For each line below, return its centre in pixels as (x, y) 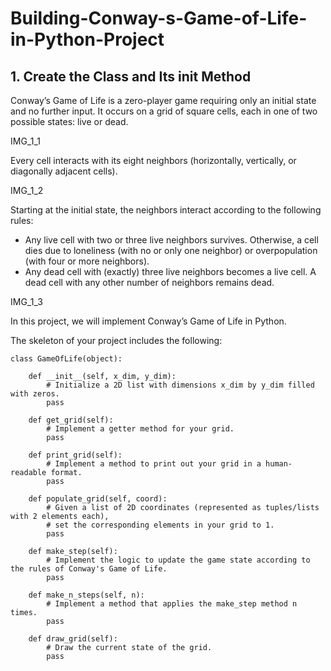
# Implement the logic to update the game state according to (178, 560)
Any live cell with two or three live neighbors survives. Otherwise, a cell (171, 240)
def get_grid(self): (71, 420)
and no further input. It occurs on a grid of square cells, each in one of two (164, 111)
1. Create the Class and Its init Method (131, 76)
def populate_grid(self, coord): (98, 499)
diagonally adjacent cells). (64, 171)
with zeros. (35, 394)
